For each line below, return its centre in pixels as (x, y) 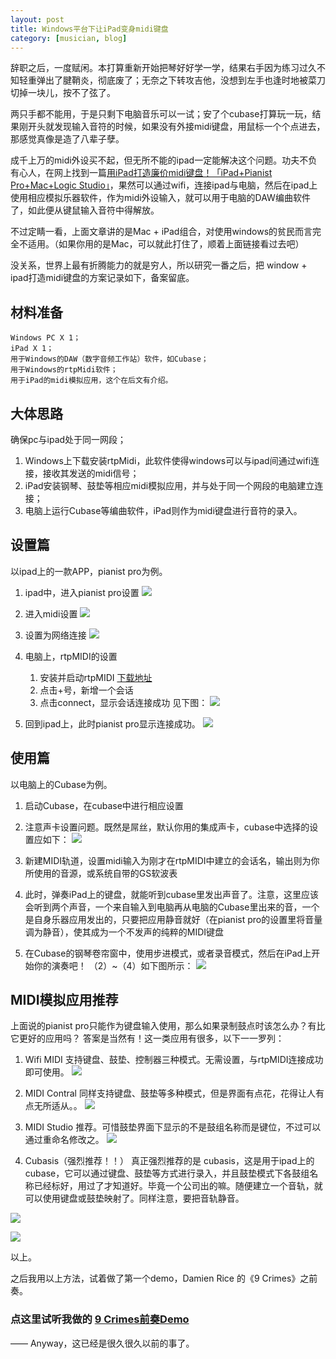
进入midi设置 (51, 613)
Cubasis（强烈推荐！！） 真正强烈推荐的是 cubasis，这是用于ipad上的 (169, 1161)
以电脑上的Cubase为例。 (61, 784)
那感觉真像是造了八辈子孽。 (67, 139)
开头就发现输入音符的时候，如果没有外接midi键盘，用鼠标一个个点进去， (176, 127)
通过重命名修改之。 (64, 1140)
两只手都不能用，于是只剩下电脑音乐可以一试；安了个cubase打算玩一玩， (161, 114)
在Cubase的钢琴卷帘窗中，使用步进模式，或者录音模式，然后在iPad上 (168, 953)
